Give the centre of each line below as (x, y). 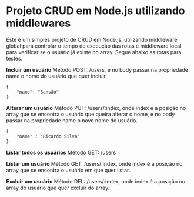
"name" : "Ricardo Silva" (48, 136)
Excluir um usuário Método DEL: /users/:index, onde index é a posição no (96, 181)
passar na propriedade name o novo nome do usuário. (72, 120)
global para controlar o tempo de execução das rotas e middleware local (94, 46)
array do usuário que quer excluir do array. (58, 188)
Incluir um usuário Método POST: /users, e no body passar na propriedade (97, 69)
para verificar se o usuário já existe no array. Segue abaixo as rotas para (94, 52)
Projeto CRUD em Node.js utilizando (96, 11)
